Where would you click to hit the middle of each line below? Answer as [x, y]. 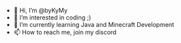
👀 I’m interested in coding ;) [52, 17]
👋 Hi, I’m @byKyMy [41, 10]
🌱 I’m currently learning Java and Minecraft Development [94, 25]
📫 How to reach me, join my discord [65, 32]
